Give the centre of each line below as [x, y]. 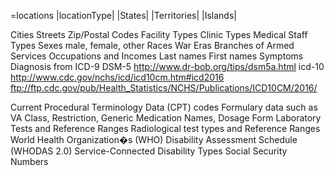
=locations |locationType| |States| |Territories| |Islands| [123, 15]
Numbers [29, 161]
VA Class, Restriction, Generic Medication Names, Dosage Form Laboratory [166, 118]
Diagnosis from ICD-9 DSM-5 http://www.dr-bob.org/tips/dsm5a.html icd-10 [167, 66]
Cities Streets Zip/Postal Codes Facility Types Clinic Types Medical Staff [159, 34]
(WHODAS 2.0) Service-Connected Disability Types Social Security [149, 151]
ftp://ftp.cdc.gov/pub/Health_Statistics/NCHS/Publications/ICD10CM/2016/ [164, 88]
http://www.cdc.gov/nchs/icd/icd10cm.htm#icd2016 [117, 77]
